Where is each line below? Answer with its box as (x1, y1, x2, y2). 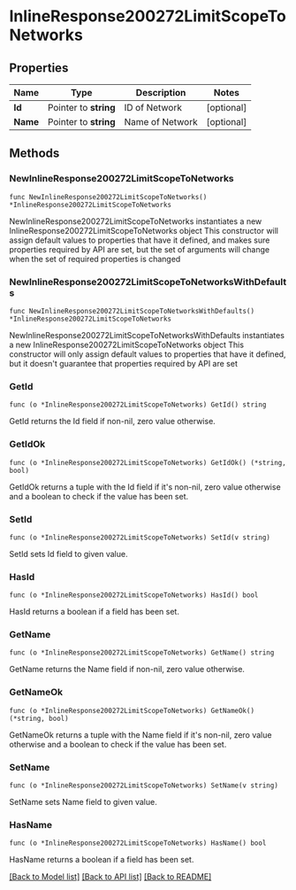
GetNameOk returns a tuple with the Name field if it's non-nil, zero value (9, 729, 272, 740)
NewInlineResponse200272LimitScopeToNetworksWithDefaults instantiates (9, 329, 285, 340)
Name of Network (124, 116, 198, 128)
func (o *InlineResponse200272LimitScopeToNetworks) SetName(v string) (9, 781, 278, 790)
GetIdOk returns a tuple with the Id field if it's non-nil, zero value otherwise (9, 481, 281, 492)
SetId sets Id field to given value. (9, 548, 128, 559)
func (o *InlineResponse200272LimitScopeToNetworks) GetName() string (9, 648, 275, 657)
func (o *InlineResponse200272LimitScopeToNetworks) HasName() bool (9, 839, 267, 847)
